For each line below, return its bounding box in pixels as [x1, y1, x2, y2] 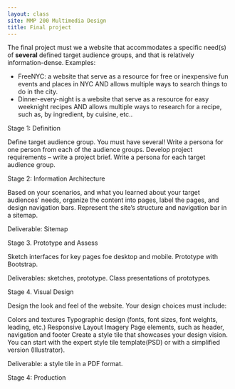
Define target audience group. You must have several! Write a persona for [7, 138, 224, 146]
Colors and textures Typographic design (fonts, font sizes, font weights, [7, 315, 219, 324]
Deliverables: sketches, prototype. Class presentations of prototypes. [7, 274, 211, 283]
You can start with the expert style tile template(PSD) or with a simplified [7, 338, 221, 347]
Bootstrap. [7, 260, 38, 268]
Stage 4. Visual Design [7, 288, 74, 296]
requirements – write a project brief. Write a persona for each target [7, 153, 206, 161]
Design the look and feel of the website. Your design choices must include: [7, 301, 227, 310]
